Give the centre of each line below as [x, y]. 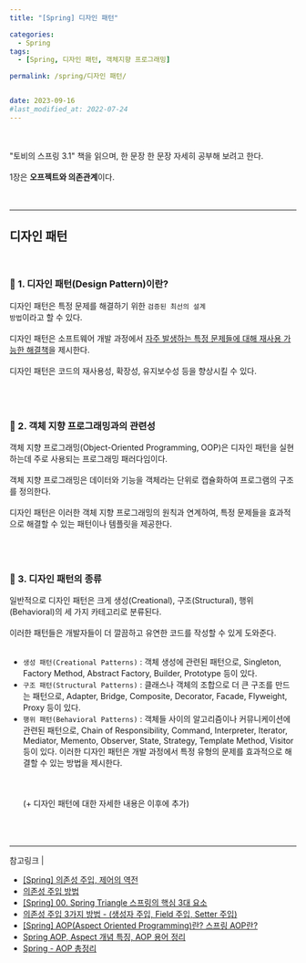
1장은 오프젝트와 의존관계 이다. [62, 177]
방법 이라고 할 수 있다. [46, 317]
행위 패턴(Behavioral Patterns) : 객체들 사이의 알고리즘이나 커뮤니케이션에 [157, 719]
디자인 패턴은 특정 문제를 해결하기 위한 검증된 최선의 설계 [108, 306]
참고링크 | [27, 861]
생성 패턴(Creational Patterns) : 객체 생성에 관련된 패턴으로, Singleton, [152, 662]
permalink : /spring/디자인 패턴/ [68, 77]
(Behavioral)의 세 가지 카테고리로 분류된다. [86, 612]
